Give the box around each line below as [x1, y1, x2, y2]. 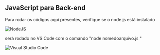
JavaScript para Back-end [5, 4, 86, 12]
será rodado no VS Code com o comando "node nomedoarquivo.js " [5, 35, 142, 41]
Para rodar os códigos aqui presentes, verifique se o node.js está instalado [5, 16, 155, 22]
